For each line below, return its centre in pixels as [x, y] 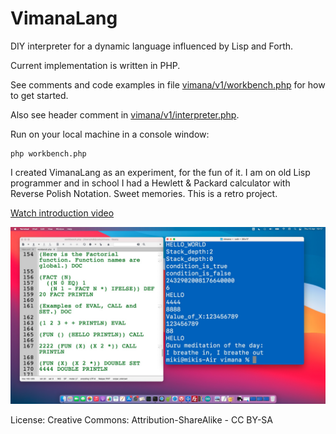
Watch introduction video [62, 213]
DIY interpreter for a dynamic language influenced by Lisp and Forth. [152, 46]
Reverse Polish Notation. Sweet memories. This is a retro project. [144, 193]
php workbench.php [48, 153]
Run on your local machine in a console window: [110, 134]
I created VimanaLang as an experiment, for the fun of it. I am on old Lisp [160, 172]
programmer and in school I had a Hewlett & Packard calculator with [150, 183]
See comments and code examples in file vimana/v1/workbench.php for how [168, 84]
